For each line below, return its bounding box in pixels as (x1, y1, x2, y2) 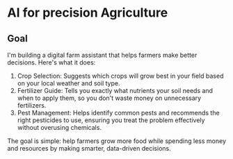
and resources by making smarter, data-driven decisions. (7, 144, 172, 152)
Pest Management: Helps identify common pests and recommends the (17, 109, 220, 117)
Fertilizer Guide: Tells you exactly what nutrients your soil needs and (17, 87, 214, 94)
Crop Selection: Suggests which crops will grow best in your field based (17, 72, 224, 80)
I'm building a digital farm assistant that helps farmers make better (7, 51, 198, 59)
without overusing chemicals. (17, 124, 102, 131)
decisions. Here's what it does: (7, 58, 96, 67)
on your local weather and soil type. (17, 79, 120, 87)
